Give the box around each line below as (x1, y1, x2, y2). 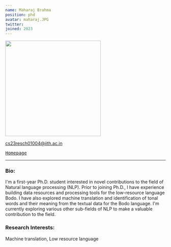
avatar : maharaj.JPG (5, 17, 49, 22)
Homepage (5, 150, 27, 156)
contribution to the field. (5, 211, 56, 217)
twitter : (5, 21, 24, 27)
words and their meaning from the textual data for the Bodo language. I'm (5, 201, 159, 207)
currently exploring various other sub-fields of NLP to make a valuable (5, 206, 153, 212)
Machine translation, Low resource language (5, 235, 99, 242)
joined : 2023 (5, 26, 33, 32)
